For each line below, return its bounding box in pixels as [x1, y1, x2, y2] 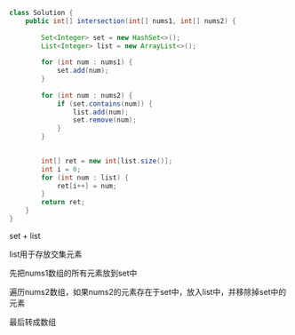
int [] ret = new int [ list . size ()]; [41, 156, 173, 165]
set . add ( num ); [56, 67, 109, 76]
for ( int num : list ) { [41, 173, 129, 182]
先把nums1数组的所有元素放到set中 [9, 267, 138, 278]
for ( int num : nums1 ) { [41, 58, 133, 67]
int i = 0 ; [41, 164, 82, 173]
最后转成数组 [9, 316, 56, 327]
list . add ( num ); [72, 108, 129, 116]
